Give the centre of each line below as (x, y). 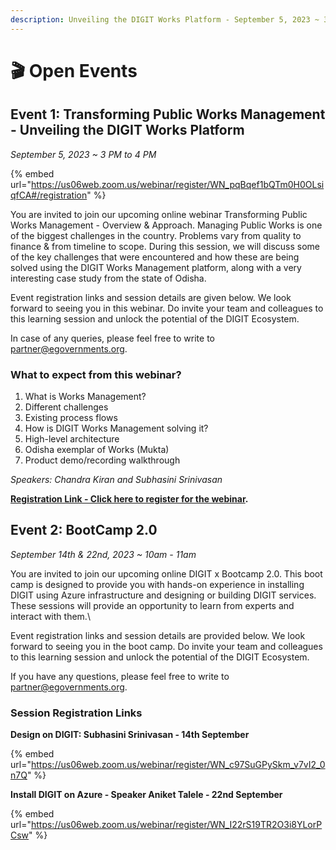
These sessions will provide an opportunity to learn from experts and (152, 605)
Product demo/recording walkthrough (102, 460)
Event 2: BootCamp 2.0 (84, 530)
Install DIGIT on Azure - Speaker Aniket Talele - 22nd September (146, 795)
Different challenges (66, 407)
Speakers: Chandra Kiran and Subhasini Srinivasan (116, 479)
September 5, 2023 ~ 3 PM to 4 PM (83, 154)
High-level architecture (72, 438)
